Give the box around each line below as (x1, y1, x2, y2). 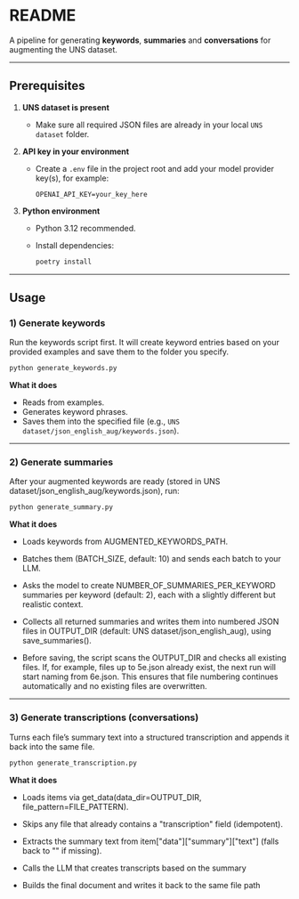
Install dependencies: (35, 239, 114, 250)
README (9, 5, 77, 26)
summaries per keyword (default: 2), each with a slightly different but (21, 589, 276, 601)
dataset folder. (35, 128, 90, 139)
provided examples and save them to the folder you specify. (9, 346, 230, 357)
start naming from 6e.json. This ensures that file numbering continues (21, 671, 279, 682)
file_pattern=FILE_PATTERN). (21, 801, 129, 812)
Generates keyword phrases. (21, 407, 129, 417)
